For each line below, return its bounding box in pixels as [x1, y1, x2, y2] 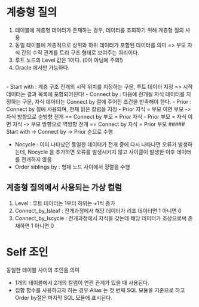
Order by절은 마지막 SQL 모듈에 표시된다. [14, 294, 112, 301]
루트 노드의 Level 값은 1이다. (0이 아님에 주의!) [14, 56, 124, 64]
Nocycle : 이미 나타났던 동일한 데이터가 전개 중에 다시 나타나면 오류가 [14, 140, 177, 148]
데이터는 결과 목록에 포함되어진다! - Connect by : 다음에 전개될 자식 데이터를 [6, 91, 185, 98]
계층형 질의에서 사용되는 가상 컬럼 [6, 182, 123, 192]
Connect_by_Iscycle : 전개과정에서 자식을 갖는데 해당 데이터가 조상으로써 [14, 214, 187, 222]
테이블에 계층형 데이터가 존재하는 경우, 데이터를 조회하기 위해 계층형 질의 [14, 26, 184, 34]
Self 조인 [6, 245, 48, 258]
